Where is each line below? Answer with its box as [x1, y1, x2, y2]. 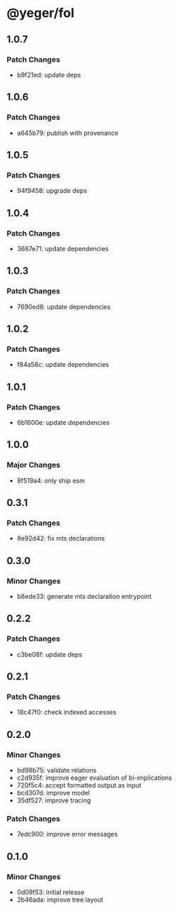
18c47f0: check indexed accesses [16, 708, 117, 717]
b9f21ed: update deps [16, 70, 81, 79]
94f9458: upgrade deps [16, 187, 88, 195]
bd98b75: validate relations [16, 766, 97, 775]
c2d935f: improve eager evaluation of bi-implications [16, 773, 173, 782]
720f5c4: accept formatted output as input [16, 781, 142, 790]
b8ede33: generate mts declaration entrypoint [16, 592, 152, 601]
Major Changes [6, 460, 61, 470]
